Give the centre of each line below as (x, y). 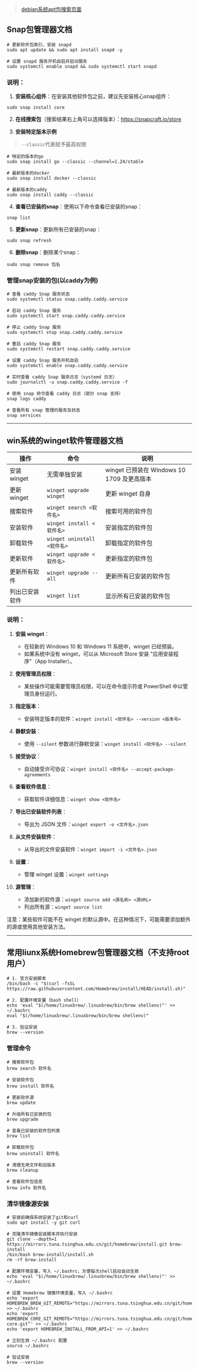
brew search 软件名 (29, 1068)
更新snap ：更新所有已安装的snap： (58, 230)
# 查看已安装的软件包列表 (33, 1130)
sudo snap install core (36, 108)
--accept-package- (153, 769)
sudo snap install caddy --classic (50, 195)
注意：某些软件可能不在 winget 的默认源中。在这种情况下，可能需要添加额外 (99, 919)
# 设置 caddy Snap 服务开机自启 (43, 360)
